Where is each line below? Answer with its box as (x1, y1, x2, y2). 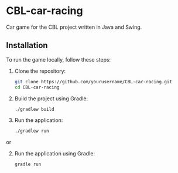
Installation (6, 40, 48, 50)
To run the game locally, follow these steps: (6, 56, 111, 63)
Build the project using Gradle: (14, 95, 88, 102)
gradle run (14, 161, 42, 168)
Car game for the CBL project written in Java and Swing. (6, 23, 142, 30)
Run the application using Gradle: (14, 150, 95, 157)
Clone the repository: (14, 67, 66, 74)
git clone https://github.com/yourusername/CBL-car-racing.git (14, 79, 173, 84)
